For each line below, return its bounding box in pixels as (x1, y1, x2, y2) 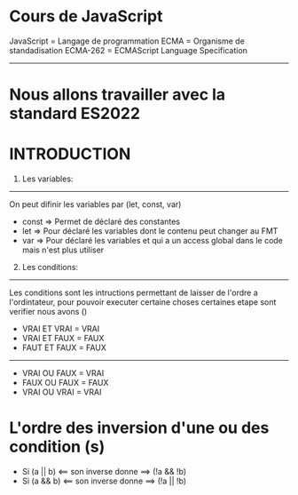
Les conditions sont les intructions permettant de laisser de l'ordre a (9, 287, 259, 299)
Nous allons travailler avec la (9, 84, 226, 105)
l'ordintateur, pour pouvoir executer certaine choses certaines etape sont (9, 297, 277, 307)
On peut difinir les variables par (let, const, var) (9, 199, 182, 210)
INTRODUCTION (9, 144, 131, 164)
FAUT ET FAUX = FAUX (21, 342, 106, 353)
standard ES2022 (9, 104, 140, 124)
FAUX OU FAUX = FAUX (21, 378, 109, 388)
